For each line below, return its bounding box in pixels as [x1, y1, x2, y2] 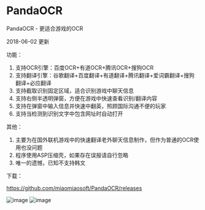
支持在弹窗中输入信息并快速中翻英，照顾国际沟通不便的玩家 [15, 102, 166, 109]
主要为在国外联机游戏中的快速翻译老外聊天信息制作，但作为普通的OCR [15, 136, 194, 143]
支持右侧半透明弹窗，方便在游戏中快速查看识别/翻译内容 [15, 95, 158, 102]
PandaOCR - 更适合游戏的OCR [6, 25, 83, 32]
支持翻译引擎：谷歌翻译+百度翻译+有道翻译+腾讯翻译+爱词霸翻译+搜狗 [15, 71, 195, 79]
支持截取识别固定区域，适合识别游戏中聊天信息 [15, 87, 134, 94]
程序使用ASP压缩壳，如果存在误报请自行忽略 [15, 151, 129, 158]
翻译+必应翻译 [15, 79, 52, 87]
